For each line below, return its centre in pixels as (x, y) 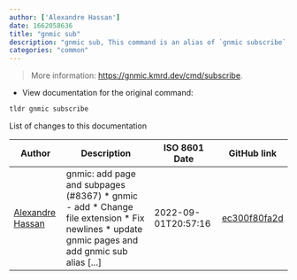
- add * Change (100, 207)
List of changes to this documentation (78, 126)
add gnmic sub (97, 251)
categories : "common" (49, 51)
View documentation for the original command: (107, 93)
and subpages (95, 185)
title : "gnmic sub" (45, 34)
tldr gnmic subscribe (49, 109)
